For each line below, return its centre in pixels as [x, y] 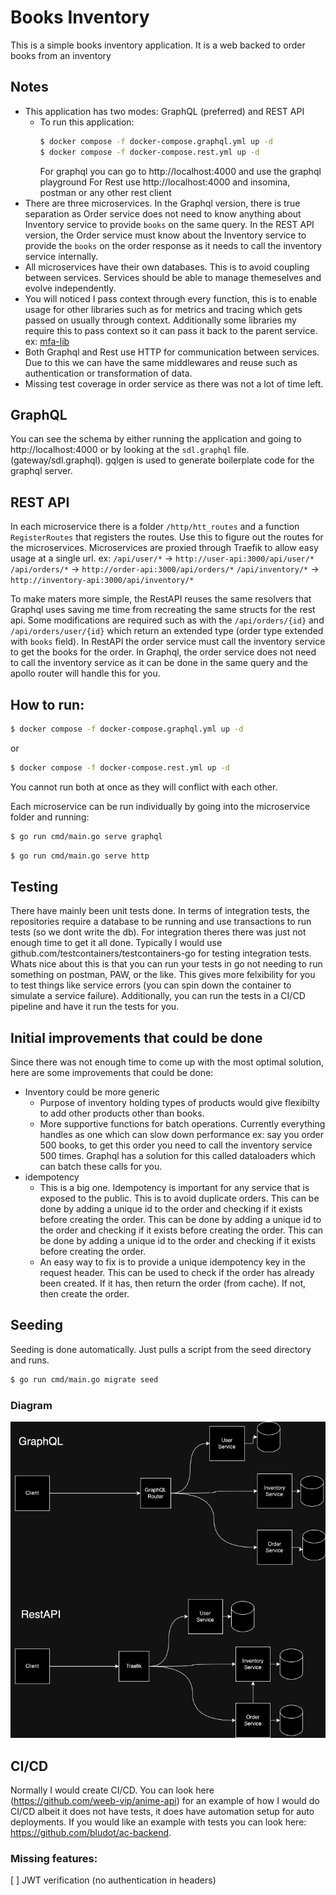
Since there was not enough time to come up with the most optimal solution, [167, 1062]
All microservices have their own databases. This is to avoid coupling [167, 267]
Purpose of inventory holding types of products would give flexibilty [179, 1103]
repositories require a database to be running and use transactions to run [161, 922]
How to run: [47, 704]
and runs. [30, 1360]
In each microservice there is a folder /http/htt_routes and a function [155, 527]
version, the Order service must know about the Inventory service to [165, 235]
